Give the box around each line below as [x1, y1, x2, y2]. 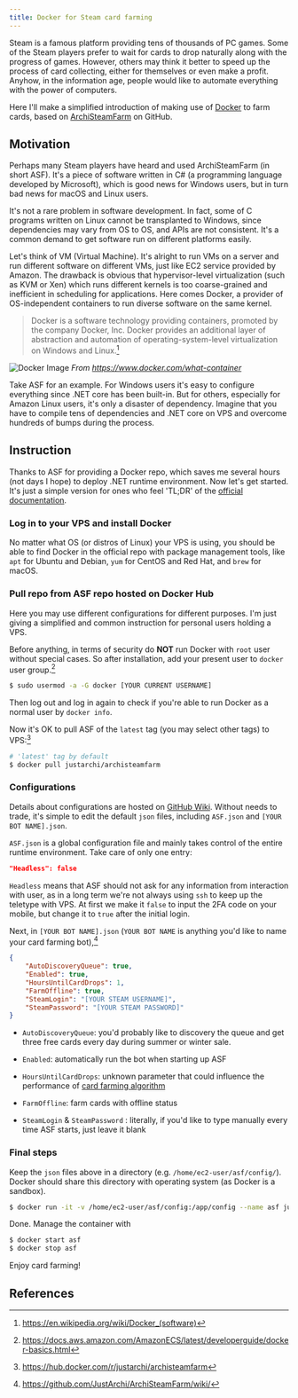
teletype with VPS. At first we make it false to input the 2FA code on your [9, 899, 278, 909]
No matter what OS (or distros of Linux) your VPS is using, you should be [9, 538, 276, 548]
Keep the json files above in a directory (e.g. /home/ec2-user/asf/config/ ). [9, 1166, 282, 1177]
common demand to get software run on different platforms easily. [9, 234, 252, 245]
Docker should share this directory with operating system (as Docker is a [9, 1176, 276, 1187]
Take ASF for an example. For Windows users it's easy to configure [9, 380, 255, 390]
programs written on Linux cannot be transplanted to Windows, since [9, 215, 262, 226]
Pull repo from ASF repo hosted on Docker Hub [9, 587, 215, 600]
